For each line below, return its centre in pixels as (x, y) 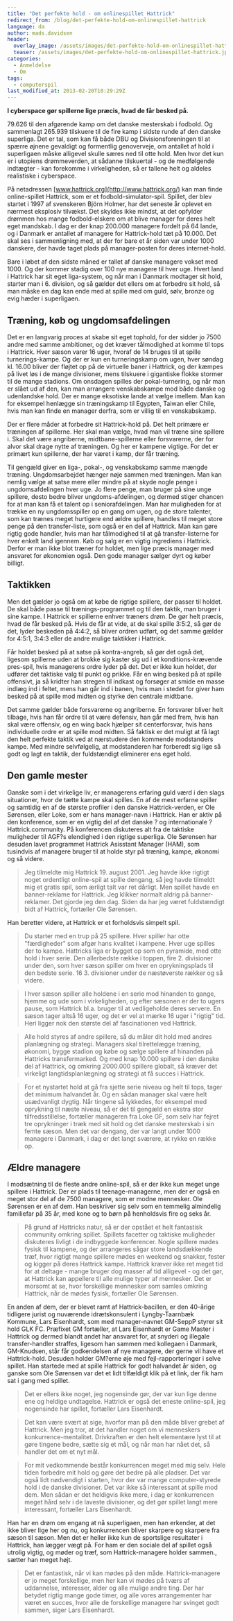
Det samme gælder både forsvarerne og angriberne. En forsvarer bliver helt (115, 709)
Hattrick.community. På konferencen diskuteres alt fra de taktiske (101, 829)
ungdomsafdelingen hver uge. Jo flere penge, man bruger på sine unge (109, 489)
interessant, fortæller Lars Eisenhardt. (78, 1509)
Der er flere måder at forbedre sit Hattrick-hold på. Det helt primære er (108, 424)
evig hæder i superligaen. (44, 298)
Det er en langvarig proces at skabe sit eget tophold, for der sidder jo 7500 (114, 337)
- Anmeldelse (32, 65)
